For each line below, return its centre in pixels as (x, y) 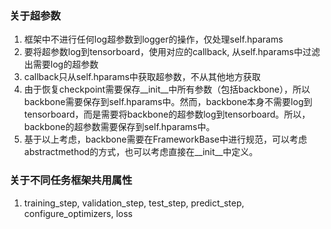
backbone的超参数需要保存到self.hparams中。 (119, 127)
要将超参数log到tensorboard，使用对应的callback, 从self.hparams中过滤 (172, 52)
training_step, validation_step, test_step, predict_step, (134, 203)
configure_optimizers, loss (78, 213)
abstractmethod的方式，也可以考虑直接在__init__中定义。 (141, 152)
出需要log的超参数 (61, 64)
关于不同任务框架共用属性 (71, 180)
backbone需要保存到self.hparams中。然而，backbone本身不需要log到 (168, 102)
